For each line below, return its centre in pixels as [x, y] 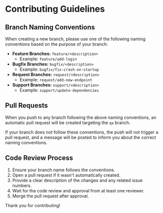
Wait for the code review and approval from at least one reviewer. [78, 190]
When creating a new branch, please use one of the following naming [75, 39]
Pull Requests [27, 106]
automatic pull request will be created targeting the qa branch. [68, 122]
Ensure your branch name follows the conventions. [64, 170]
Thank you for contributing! [33, 205]
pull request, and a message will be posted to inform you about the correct [81, 137]
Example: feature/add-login [48, 59]
